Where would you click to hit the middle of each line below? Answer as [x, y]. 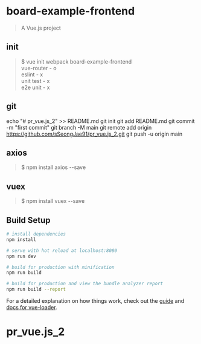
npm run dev [21, 256]
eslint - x [32, 74]
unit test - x [35, 81]
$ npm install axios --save [53, 167]
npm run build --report [36, 289]
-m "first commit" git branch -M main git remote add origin [79, 127]
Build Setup [28, 220]
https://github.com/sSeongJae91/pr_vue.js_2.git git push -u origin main [94, 134]
